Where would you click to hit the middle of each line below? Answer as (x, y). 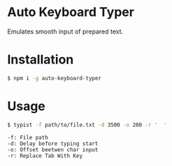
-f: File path (28, 137)
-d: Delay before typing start (53, 144)
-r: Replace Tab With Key (45, 156)
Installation (41, 60)
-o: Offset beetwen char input (53, 150)
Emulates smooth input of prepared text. (65, 31)
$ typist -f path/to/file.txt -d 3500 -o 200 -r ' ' (87, 125)
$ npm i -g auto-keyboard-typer (54, 78)
